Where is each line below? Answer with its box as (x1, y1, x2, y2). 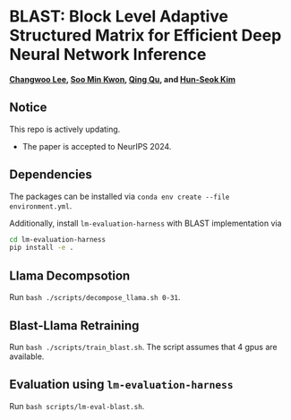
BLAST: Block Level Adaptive (9, 6, 228, 27)
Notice (9, 100, 47, 116)
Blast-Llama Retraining (9, 318, 140, 333)
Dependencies (9, 167, 92, 183)
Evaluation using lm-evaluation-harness (9, 377, 235, 392)
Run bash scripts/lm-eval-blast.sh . (9, 400, 145, 411)
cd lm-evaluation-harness (9, 235, 106, 244)
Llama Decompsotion (9, 268, 131, 283)
